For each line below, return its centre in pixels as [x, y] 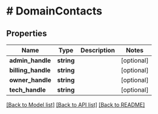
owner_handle [30, 80]
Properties [27, 33]
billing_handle [30, 70]
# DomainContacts [54, 11]
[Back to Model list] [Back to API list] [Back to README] [76, 105]
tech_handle [28, 90]
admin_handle [30, 60]
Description [98, 50]
